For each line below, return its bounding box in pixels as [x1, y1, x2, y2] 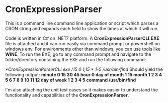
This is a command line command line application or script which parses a [5, 20, 159, 26]
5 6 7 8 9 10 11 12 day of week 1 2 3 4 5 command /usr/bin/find [5, 77, 136, 83]
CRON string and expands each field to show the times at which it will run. [5, 25, 159, 31]
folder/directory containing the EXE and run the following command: [5, 56, 146, 62]
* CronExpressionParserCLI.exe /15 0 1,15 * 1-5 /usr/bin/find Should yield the [5, 66, 163, 72]
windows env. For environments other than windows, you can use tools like [5, 46, 161, 52]
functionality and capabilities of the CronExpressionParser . [5, 92, 129, 98]
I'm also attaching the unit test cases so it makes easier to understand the [5, 86, 158, 92]
